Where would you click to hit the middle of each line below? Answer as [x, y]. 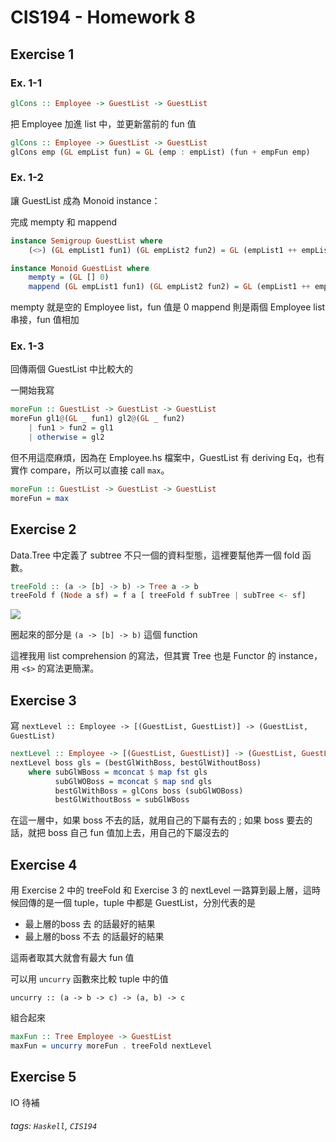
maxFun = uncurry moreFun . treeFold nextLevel [111, 1046]
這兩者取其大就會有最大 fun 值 [72, 958]
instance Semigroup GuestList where [86, 241]
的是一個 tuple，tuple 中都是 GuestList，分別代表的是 [146, 903]
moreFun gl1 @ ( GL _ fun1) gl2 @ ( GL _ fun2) [98, 419]
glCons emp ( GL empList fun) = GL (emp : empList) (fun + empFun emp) [160, 152]
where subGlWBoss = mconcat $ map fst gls [118, 772]
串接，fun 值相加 [45, 320]
